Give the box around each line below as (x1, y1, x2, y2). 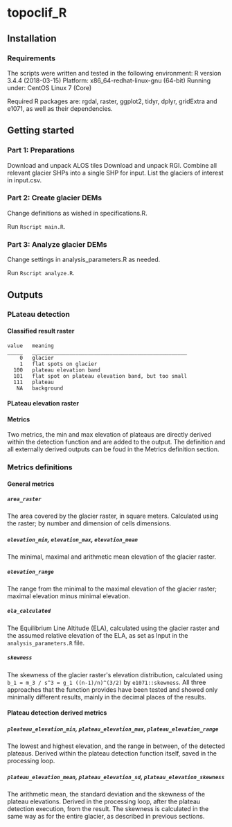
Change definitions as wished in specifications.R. (7, 209, 148, 217)
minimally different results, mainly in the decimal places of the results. (7, 693, 206, 701)
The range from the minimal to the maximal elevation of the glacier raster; (7, 584, 217, 593)
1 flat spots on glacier (19, 360, 98, 367)
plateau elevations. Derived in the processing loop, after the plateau (7, 797, 201, 806)
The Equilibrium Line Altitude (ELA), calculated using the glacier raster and (7, 624, 220, 632)
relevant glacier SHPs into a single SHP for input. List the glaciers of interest (7, 168, 224, 177)
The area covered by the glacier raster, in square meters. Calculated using (7, 512, 219, 520)
